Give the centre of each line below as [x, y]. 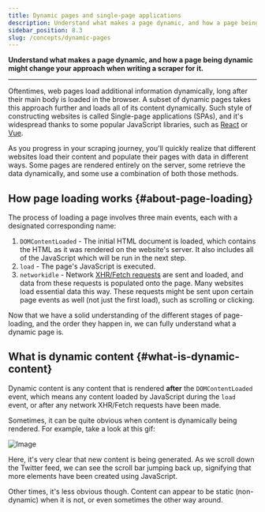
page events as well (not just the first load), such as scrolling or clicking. [137, 300]
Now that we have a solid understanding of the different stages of [115, 315]
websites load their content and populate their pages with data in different [128, 157]
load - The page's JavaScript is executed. [88, 266]
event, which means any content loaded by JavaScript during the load [122, 397]
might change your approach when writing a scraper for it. [106, 69]
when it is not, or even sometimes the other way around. [132, 499]
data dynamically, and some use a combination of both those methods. [123, 174]
